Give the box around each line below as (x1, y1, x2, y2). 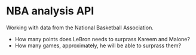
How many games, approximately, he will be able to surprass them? (14, 42, 181, 49)
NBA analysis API (6, 4, 94, 18)
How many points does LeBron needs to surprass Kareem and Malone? (14, 35, 190, 42)
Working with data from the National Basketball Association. (6, 24, 154, 31)
